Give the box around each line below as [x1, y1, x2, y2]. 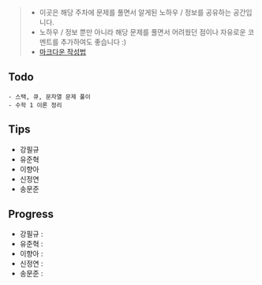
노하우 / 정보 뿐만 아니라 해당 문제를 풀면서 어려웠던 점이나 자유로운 [39, 28, 246, 36]
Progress [8, 208, 54, 221]
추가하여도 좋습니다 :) [60, 37, 127, 47]
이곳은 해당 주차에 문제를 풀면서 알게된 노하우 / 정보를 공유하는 [39, 8, 231, 17]
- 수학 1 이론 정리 [8, 101, 62, 109]
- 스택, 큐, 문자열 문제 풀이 [8, 92, 91, 101]
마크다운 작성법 [39, 47, 87, 56]
